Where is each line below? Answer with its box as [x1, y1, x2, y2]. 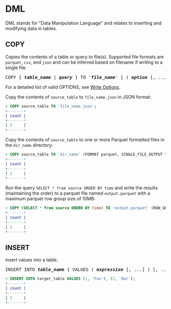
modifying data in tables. [5, 25, 58, 31]
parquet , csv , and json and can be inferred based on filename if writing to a [5, 59, 163, 65]
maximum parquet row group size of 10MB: [5, 196, 96, 202]
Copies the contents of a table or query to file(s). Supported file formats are [5, 54, 164, 60]
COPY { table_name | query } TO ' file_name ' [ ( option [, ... [5, 74, 166, 80]
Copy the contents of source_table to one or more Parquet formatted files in [5, 137, 165, 143]
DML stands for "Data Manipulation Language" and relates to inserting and [5, 20, 162, 26]
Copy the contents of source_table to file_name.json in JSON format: [5, 94, 152, 100]
